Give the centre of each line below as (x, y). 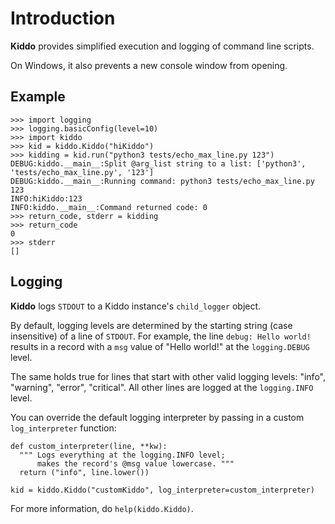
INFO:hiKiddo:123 (46, 198)
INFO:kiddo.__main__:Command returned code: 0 (109, 207)
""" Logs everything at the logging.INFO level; (122, 455)
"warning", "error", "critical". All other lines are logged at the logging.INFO (162, 387)
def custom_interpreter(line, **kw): (89, 446)
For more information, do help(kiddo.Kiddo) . (102, 508)
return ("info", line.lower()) (84, 472)
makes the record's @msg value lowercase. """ (135, 463)
